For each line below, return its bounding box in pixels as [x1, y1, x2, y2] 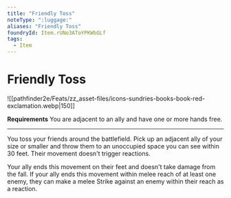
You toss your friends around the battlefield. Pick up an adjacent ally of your [7, 135, 223, 143]
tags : [7, 36, 23, 43]
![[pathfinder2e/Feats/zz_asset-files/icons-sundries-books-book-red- [7, 94, 206, 102]
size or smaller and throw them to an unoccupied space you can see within [7, 142, 220, 150]
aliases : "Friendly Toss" [7, 23, 81, 30]
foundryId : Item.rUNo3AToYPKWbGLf [7, 29, 107, 36]
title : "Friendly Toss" [7, 10, 76, 17]
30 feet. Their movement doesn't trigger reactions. [7, 149, 151, 157]
